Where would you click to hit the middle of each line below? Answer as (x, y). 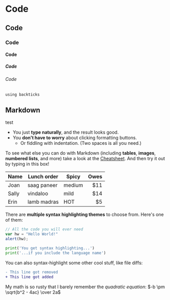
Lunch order (43, 177)
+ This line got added (29, 277)
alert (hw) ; (17, 239)
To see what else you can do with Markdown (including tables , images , (80, 153)
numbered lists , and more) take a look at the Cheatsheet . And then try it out (85, 159)
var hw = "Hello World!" (32, 234)
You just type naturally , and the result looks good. (66, 132)
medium (73, 185)
